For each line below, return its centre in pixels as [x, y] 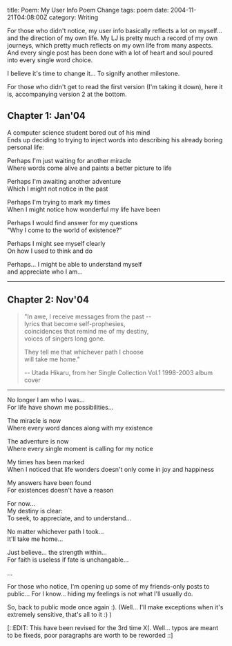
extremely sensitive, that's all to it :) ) [59, 614]
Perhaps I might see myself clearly [56, 243]
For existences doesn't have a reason [60, 490]
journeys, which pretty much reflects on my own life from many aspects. [110, 45]
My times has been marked [46, 462]
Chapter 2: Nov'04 [48, 300]
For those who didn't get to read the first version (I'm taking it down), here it [115, 87]
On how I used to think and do [50, 251]
